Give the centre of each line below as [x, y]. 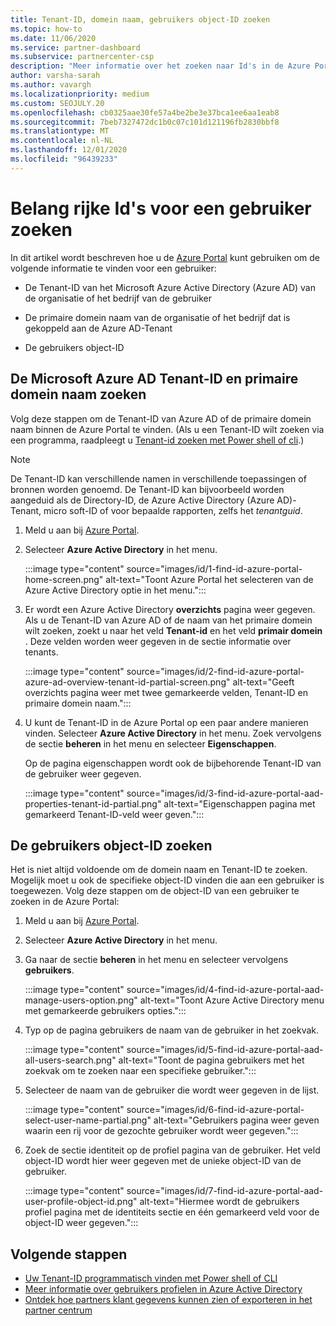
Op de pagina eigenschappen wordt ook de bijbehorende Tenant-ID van [173, 763]
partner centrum [58, 1310]
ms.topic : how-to [46, 29]
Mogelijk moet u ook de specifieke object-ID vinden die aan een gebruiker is [167, 880]
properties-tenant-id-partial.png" [93, 803]
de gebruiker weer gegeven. [83, 773]
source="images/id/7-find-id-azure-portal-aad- [225, 1191]
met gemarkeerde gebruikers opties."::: [105, 1011]
